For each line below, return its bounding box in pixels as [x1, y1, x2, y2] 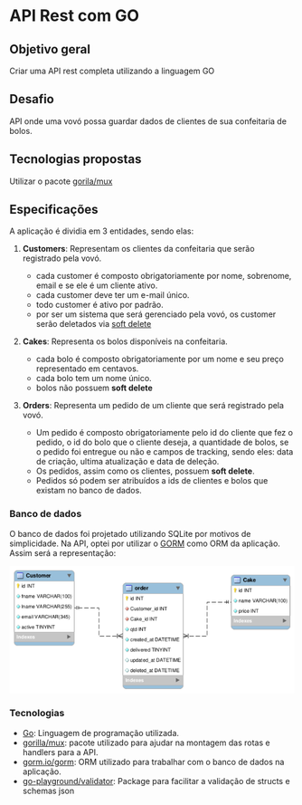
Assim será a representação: [9, 547, 117, 558]
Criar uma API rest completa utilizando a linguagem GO [9, 65, 215, 76]
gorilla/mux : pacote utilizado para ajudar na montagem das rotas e [22, 737, 270, 748]
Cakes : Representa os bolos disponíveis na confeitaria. [22, 336, 228, 347]
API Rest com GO [9, 5, 140, 26]
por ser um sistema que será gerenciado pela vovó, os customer [35, 309, 277, 320]
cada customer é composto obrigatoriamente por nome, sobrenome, [35, 271, 292, 282]
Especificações [9, 202, 99, 217]
